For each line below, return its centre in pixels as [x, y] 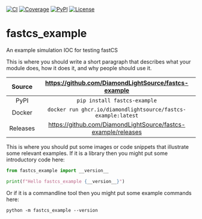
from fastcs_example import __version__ [58, 170]
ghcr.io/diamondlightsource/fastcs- [133, 109]
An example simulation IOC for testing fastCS [62, 50]
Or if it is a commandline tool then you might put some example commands [99, 193]
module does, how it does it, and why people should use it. [79, 68]
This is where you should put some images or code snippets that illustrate [98, 146]
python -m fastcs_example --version [52, 210]
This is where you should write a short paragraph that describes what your [99, 61]
